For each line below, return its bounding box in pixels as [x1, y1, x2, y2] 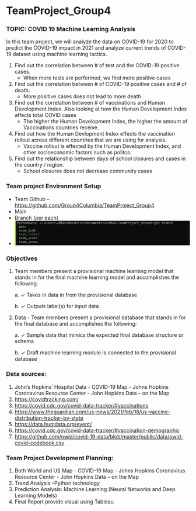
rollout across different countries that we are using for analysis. [14, 136, 167, 144]
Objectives [6, 254, 38, 263]
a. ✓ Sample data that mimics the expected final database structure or [14, 332, 184, 339]
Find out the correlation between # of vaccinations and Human [14, 99, 165, 106]
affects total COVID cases [14, 112, 77, 119]
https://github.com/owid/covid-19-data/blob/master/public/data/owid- [14, 433, 184, 440]
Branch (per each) [14, 214, 59, 221]
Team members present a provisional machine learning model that [14, 268, 174, 275]
